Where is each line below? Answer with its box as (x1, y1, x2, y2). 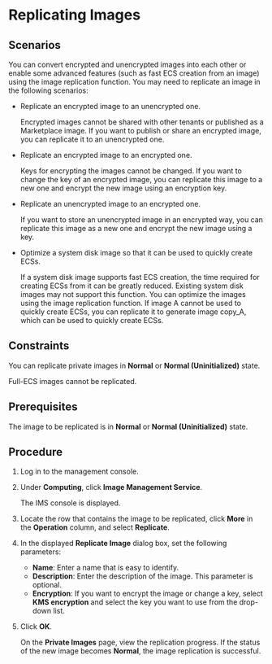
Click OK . (19, 622, 53, 631)
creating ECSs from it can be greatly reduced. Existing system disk (19, 281, 244, 290)
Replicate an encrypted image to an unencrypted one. (19, 102, 201, 111)
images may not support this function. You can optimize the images (19, 290, 246, 299)
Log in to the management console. (19, 466, 140, 477)
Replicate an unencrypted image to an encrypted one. (19, 199, 201, 208)
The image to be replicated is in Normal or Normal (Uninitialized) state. (8, 422, 248, 431)
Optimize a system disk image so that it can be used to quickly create (19, 248, 253, 257)
